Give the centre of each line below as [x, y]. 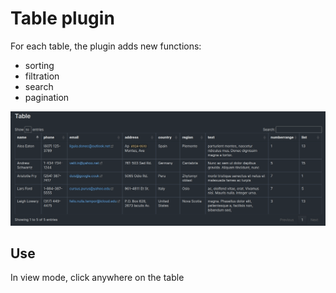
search [39, 86]
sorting [39, 65]
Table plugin [62, 18]
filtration [42, 76]
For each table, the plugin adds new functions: [106, 46]
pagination [47, 97]
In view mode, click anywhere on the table [97, 278]
